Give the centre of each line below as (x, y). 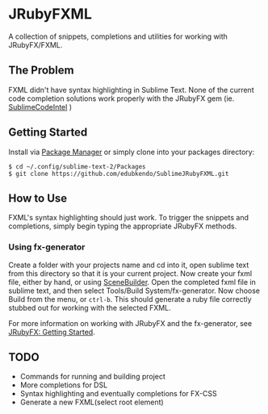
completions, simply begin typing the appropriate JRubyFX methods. (123, 226)
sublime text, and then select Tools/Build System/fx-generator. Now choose (134, 291)
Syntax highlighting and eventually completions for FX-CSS (118, 394)
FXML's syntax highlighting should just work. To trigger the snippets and (128, 218)
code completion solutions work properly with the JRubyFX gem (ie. (121, 98)
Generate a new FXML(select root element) (92, 402)
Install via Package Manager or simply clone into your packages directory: (132, 152)
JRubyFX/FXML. (36, 44)
